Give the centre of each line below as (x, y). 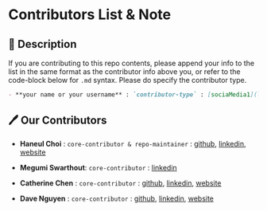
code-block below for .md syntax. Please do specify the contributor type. (128, 80)
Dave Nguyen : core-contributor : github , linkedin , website (117, 198)
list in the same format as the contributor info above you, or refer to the (124, 72)
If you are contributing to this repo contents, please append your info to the (132, 63)
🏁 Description (43, 44)
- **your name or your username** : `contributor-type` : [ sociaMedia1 (129, 95)
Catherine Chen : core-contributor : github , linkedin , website (120, 183)
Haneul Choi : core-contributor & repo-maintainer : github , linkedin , (133, 143)
